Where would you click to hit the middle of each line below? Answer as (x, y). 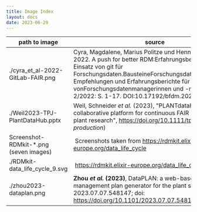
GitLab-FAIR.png (32, 78)
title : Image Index (30, 11)
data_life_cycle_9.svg (38, 169)
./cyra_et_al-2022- (36, 70)
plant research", (95, 120)
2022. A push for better (106, 59)
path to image (38, 42)
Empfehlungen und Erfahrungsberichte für (131, 82)
